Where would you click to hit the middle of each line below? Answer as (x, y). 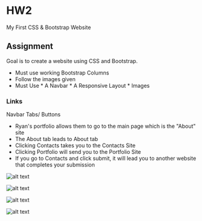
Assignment (30, 46)
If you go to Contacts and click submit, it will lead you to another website (106, 159)
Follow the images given (45, 79)
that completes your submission (55, 165)
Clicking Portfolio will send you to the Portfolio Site (78, 152)
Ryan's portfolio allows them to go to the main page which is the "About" (105, 126)
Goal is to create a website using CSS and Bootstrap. (72, 61)
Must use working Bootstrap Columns (62, 73)
